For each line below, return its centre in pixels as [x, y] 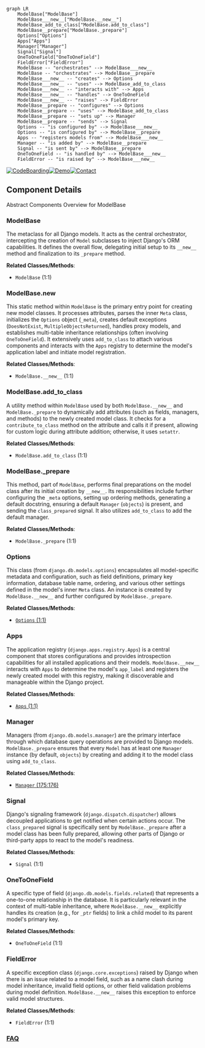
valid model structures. [35, 998]
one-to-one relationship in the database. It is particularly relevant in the [96, 900]
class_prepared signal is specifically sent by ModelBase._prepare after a [96, 827]
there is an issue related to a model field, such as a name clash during [95, 979]
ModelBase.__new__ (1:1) [44, 376]
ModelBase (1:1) [33, 278]
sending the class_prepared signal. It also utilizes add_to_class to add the [99, 510]
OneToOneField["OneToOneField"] [59, 57]
